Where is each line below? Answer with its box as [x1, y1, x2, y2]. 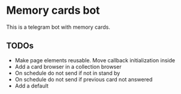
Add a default [14, 82, 49, 89]
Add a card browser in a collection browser [14, 63, 122, 70]
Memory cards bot [6, 4, 100, 17]
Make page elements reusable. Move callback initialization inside [14, 56, 176, 63]
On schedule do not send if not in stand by [14, 69, 120, 77]
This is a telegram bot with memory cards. [6, 23, 111, 31]
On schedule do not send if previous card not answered [14, 75, 153, 83]
